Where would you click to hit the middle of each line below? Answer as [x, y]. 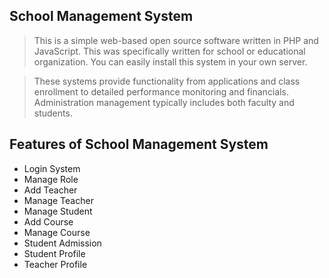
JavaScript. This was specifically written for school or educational [169, 51]
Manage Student [58, 211]
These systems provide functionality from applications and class [167, 81]
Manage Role [51, 179]
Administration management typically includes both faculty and [164, 102]
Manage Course [57, 232]
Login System [52, 168]
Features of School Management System [139, 144]
